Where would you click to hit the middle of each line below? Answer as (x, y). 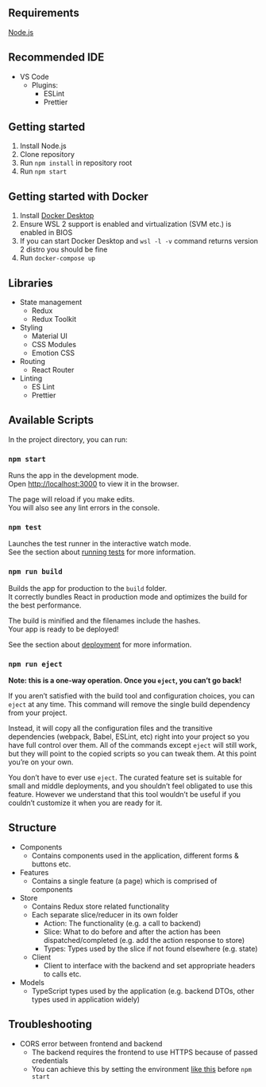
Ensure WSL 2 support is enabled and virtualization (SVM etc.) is (125, 224)
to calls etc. (62, 974)
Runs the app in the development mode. (73, 475)
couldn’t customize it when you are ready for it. (85, 803)
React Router (53, 370)
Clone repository (47, 154)
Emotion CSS (53, 353)
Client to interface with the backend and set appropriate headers (149, 965)
